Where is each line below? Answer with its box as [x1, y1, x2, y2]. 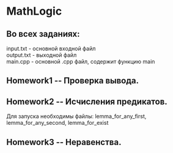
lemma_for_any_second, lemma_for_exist [6, 119, 109, 127]
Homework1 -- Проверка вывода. [6, 75, 139, 86]
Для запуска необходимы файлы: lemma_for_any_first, [6, 113, 147, 120]
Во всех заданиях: [6, 29, 81, 39]
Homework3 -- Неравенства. [6, 136, 122, 147]
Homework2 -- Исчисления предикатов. [6, 96, 168, 106]
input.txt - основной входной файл [6, 45, 96, 52]
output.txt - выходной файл [6, 51, 77, 59]
